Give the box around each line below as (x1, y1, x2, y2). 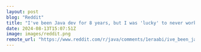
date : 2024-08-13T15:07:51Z (6, 25, 77, 32)
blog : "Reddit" (6, 14, 44, 20)
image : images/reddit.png (6, 31, 71, 37)
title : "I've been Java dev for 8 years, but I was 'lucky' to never (6, 20, 184, 26)
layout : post (6, 8, 39, 15)
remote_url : (6, 36, 36, 42)
